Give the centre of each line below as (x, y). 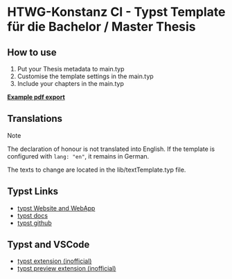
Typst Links (33, 191)
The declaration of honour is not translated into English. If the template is (111, 149)
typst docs (33, 215)
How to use (32, 52)
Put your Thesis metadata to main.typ (71, 69)
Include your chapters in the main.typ (71, 83)
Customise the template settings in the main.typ (85, 76)
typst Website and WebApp (56, 208)
